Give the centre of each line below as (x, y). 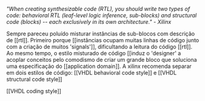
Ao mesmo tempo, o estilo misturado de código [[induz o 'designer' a (94, 53)
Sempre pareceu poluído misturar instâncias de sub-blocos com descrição (101, 34)
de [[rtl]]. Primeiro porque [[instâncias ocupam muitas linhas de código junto (103, 40)
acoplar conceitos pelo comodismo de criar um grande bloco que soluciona (102, 60)
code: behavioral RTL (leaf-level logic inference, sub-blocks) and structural (102, 15)
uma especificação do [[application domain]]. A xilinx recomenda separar (99, 66)
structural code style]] (34, 79)
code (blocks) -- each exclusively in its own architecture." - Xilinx (89, 22)
